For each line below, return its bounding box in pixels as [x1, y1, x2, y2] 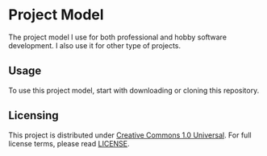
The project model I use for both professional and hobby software [8, 32, 227, 42]
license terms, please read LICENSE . [8, 138, 131, 148]
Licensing [8, 109, 59, 122]
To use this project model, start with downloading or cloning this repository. [8, 85, 260, 95]
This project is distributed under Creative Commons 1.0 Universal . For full [8, 130, 252, 140]
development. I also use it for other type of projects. [8, 40, 181, 50]
